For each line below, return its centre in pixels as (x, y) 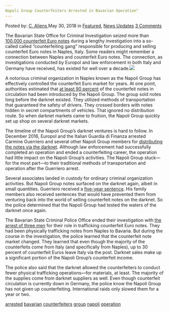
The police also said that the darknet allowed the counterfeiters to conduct (83, 267)
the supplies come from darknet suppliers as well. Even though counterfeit (83, 278)
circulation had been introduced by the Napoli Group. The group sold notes (83, 94)
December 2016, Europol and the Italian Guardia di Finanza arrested (76, 136)
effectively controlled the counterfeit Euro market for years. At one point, (81, 83)
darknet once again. (26, 210)
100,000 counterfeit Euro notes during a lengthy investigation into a (75, 41)
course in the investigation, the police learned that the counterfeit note (78, 236)
